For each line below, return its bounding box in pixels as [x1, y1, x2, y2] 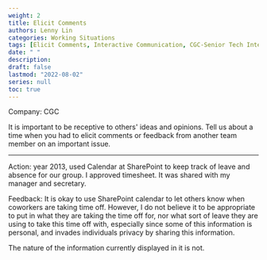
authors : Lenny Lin [8, 26, 73, 34]
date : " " [8, 48, 41, 56]
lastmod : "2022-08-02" [8, 71, 83, 78]
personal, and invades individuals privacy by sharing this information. [8, 227, 235, 238]
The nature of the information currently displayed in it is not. [8, 243, 205, 253]
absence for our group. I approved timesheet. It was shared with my [8, 170, 230, 180]
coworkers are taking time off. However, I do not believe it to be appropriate [8, 203, 256, 212]
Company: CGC [8, 107, 60, 117]
